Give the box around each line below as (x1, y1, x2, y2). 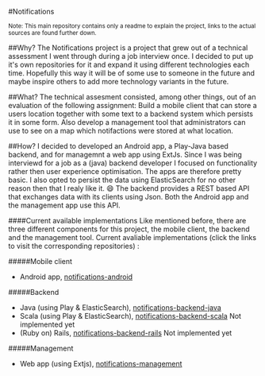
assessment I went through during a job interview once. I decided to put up (8, 52, 254, 60)
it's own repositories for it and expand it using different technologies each (8, 60, 250, 69)
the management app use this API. (8, 200, 121, 210)
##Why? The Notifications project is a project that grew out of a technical (8, 43, 248, 52)
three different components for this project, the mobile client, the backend (8, 224, 250, 234)
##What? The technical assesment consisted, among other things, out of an (8, 92, 256, 102)
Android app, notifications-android (19, 272, 133, 281)
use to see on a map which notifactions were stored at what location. (8, 126, 234, 135)
